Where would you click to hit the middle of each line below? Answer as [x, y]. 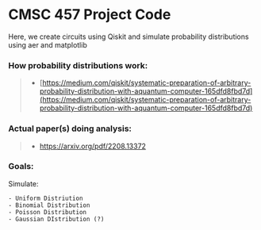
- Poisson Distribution [48, 212]
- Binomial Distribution [49, 205]
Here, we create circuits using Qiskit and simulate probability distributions [129, 36]
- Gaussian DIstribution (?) [56, 219]
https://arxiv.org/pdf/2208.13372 [93, 146]
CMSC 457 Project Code [90, 15]
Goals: [21, 167]
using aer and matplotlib [48, 44]
